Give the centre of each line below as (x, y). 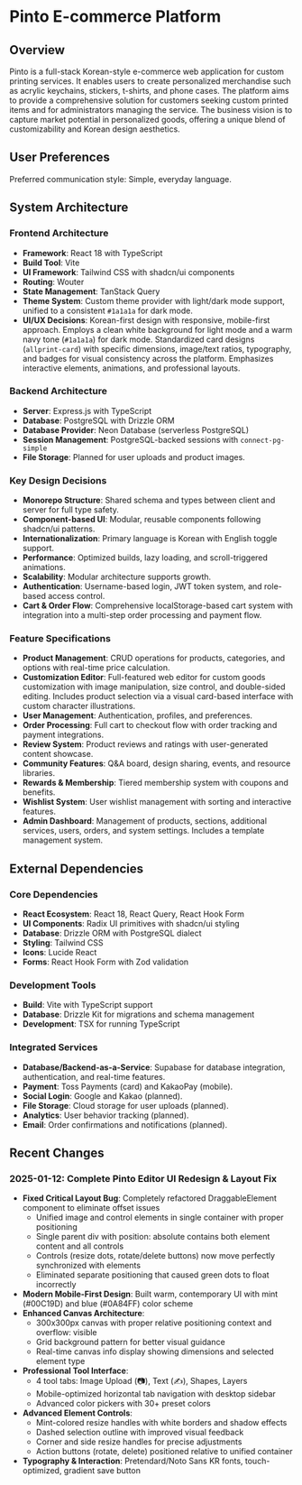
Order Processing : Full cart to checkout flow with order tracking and (150, 725)
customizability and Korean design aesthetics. (95, 129)
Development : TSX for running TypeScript (101, 1024)
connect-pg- (263, 440)
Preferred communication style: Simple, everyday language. (120, 179)
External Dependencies (77, 868)
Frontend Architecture (59, 234)
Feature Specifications (60, 639)
